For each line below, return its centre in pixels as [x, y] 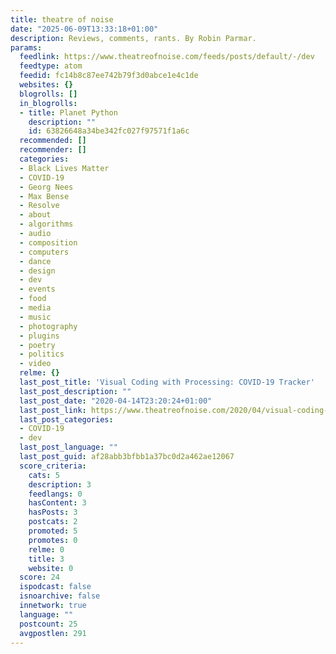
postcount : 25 [48, 624]
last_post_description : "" [75, 391]
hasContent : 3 [57, 503]
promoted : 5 [53, 531]
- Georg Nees [46, 187]
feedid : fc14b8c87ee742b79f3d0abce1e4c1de [109, 76]
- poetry [37, 345]
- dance [35, 261]
